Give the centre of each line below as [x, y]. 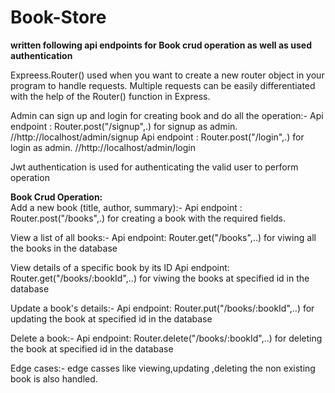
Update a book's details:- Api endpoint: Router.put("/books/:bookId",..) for [162, 308]
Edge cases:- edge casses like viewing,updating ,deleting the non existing [163, 368]
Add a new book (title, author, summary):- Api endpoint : [126, 207]
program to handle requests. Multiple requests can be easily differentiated [163, 85]
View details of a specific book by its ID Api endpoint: [120, 267]
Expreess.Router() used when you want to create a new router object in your [167, 75]
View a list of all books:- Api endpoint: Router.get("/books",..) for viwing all [163, 237]
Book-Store [58, 17]
